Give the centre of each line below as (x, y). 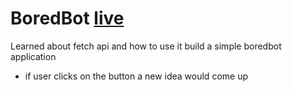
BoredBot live (67, 18)
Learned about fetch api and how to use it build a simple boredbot (146, 46)
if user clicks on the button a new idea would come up (136, 76)
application (33, 56)
